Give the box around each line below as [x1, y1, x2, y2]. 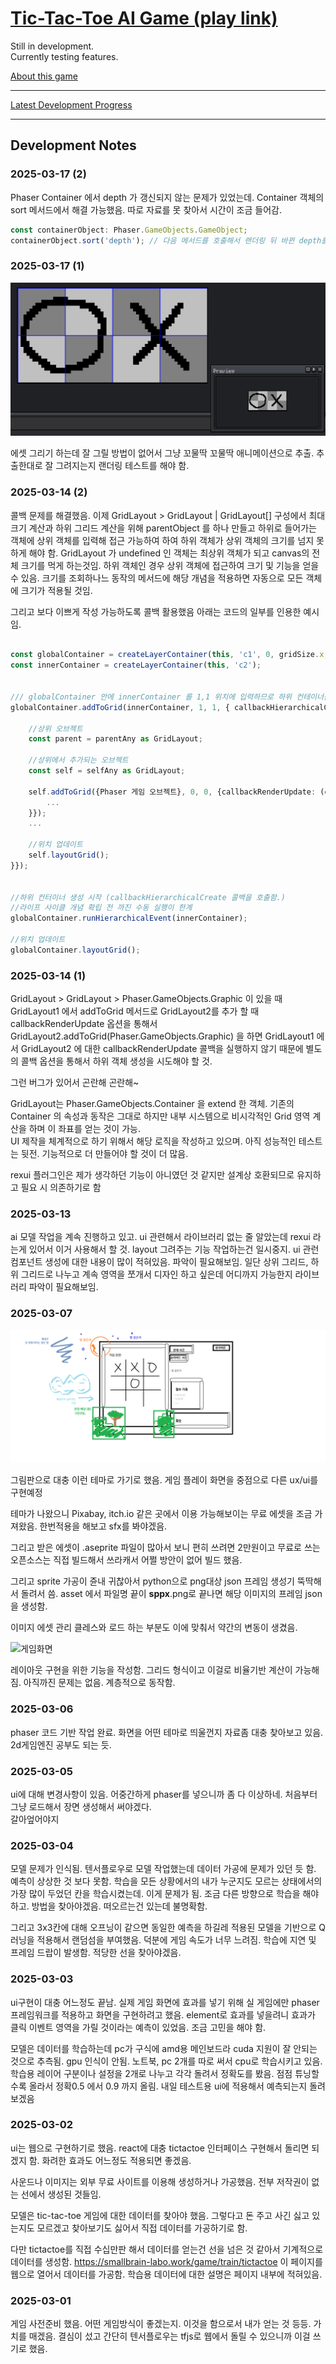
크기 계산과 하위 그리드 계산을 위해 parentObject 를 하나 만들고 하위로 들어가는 [10, 522, 317, 534]
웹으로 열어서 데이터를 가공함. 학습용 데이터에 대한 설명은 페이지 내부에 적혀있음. [10, 2268, 323, 2280]
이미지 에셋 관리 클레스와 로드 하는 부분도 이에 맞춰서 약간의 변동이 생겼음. [10, 1622, 298, 1634]
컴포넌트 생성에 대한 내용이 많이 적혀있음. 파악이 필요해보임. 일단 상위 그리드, [10, 1256, 309, 1268]
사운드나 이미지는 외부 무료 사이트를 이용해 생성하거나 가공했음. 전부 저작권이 [10, 2175, 310, 2187]
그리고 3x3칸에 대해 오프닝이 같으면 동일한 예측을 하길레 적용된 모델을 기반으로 [10, 1922, 317, 1934]
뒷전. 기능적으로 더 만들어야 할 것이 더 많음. [20, 1148, 189, 1160]
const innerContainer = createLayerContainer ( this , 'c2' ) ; [10, 660, 262, 671]
